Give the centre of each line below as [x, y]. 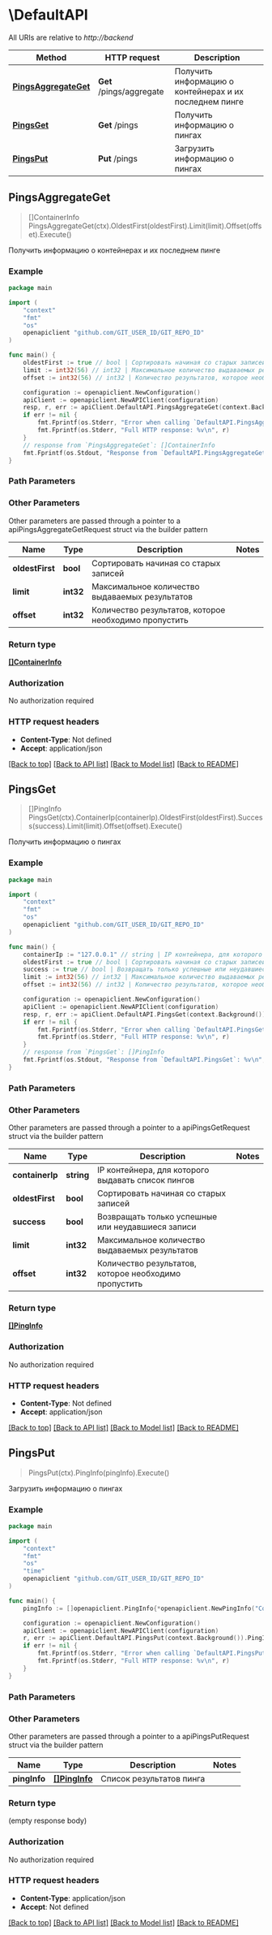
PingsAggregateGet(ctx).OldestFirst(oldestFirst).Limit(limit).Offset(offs [145, 226]
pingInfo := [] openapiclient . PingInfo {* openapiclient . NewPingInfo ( [139, 1608]
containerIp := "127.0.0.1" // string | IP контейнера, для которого [143, 955]
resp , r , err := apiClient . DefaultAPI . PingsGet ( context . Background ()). [146, 1014]
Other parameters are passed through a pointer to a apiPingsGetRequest [130, 1128]
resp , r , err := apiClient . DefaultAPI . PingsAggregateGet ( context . [137, 408]
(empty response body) [48, 1820]
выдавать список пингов [146, 1180]
